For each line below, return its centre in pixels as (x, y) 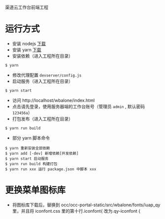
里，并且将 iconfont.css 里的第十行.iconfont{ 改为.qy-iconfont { (76, 211)
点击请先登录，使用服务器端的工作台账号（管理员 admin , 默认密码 (79, 106)
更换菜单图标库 (35, 190)
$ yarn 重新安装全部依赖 (28, 148)
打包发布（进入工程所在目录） (42, 119)
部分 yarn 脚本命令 (31, 138)
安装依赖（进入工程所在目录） (42, 56)
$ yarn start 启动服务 (27, 159)
